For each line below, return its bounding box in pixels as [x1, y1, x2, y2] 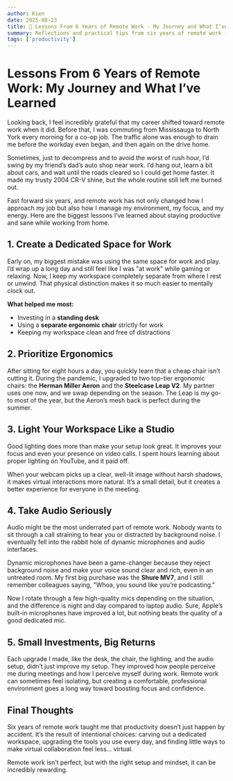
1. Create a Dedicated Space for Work [7, 238, 172, 250]
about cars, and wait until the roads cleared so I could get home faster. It [7, 168, 215, 177]
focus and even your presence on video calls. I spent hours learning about [7, 449, 220, 457]
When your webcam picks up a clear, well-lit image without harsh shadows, [7, 470, 223, 478]
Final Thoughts [7, 704, 74, 716]
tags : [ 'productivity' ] [7, 36, 76, 43]
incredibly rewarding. [7, 765, 68, 773]
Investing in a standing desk [17, 313, 99, 322]
